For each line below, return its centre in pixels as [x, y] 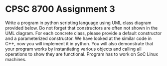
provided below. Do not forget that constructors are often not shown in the [82, 28]
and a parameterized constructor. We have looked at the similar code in [79, 38]
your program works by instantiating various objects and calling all [74, 49]
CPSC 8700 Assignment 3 [60, 9]
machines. [16, 59]
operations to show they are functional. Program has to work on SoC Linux [82, 54]
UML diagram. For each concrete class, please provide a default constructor [83, 33]
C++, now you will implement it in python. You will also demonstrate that [79, 43]
